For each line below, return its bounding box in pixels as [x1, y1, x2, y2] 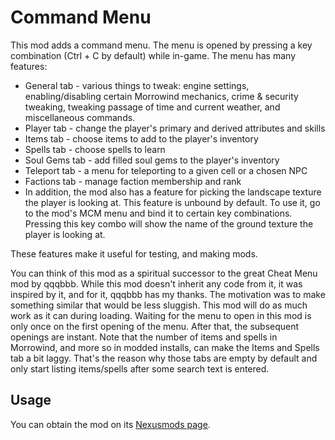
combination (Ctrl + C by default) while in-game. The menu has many [10, 49, 296, 61]
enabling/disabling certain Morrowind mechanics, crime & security [24, 90, 299, 102]
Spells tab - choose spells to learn [24, 143, 166, 155]
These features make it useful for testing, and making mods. [10, 247, 258, 260]
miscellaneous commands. [24, 111, 136, 123]
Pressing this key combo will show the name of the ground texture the [24, 217, 314, 230]
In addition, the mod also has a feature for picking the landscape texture [24, 186, 322, 198]
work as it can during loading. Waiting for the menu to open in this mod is [10, 309, 312, 321]
